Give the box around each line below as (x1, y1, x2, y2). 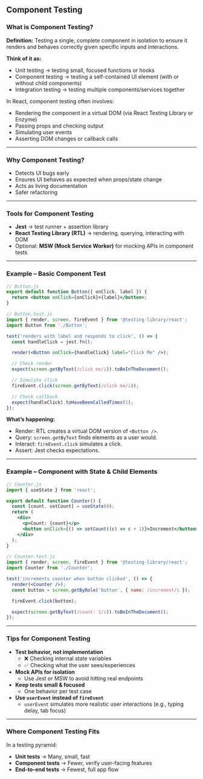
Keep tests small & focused (14, 681, 85, 688)
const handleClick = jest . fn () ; (11, 338, 94, 345)
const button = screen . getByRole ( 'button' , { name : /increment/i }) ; (11, 587, 190, 593)
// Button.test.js (6, 311, 53, 317)
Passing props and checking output (14, 122, 104, 129)
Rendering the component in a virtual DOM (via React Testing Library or (14, 109, 193, 117)
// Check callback (11, 393, 59, 399)
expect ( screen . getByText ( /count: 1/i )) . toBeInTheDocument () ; (11, 609, 169, 615)
